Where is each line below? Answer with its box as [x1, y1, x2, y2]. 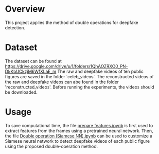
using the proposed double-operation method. [5, 143, 98, 149]
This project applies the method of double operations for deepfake [5, 20, 139, 25]
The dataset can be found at [5, 58, 62, 64]
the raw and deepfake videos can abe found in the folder [5, 79, 119, 85]
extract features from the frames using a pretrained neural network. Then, [5, 128, 153, 133]
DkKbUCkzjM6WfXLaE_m [5, 68, 57, 74]
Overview [5, 3, 45, 15]
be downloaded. [5, 89, 38, 95]
